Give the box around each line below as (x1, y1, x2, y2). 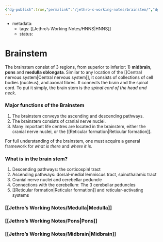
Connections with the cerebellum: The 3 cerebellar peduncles (12, 182, 136, 188)
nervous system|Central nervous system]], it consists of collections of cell (5, 74, 154, 80)
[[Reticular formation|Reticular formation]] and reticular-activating (12, 187, 144, 193)
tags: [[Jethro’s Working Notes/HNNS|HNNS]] (19, 25, 111, 32)
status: (19, 31, 33, 37)
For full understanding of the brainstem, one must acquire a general (5, 138, 140, 144)
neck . (5, 90, 16, 95)
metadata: (12, 20, 33, 26)
